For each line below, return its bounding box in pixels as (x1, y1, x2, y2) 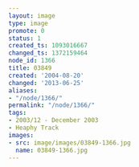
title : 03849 (8, 64, 52, 72)
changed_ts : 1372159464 (8, 49, 88, 57)
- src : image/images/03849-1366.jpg (8, 138, 131, 147)
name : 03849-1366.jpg (15, 146, 88, 154)
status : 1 (8, 34, 42, 43)
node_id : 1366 (8, 57, 56, 65)
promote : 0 (8, 26, 45, 35)
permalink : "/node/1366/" (8, 101, 95, 109)
